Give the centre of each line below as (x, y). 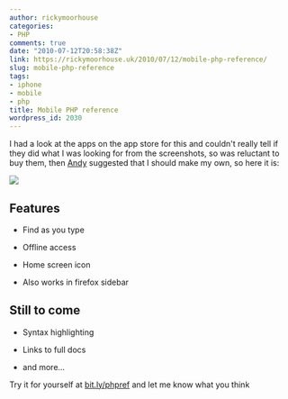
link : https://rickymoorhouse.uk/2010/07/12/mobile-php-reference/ (139, 59)
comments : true (38, 43)
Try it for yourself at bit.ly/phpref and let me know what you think (130, 385)
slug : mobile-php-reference (62, 68)
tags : (19, 77)
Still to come (45, 310)
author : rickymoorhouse (54, 18)
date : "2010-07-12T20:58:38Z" (66, 51)
